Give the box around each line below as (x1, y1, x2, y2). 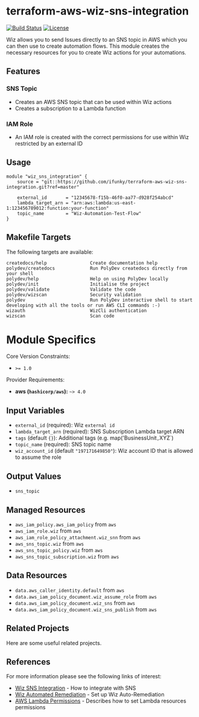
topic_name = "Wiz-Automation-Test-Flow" (17, 210, 142, 216)
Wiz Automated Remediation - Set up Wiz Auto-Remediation (14, 691, 165, 698)
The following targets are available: (6, 248, 93, 255)
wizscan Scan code (6, 313, 115, 319)
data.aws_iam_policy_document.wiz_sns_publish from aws (14, 606, 157, 613)
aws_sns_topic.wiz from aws (14, 540, 84, 547)
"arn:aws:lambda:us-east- (71, 200, 136, 206)
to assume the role (14, 453, 62, 461)
